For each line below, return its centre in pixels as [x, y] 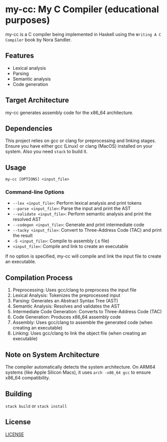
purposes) [28, 20]
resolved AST [27, 219]
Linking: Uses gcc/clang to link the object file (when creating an [79, 333]
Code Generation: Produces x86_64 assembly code [67, 317]
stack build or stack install [36, 406]
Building [19, 394]
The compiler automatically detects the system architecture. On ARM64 [80, 367]
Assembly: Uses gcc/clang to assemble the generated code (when [82, 322]
